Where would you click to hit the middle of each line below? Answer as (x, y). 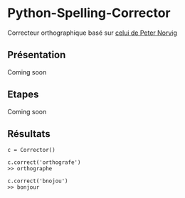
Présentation (37, 55)
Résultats (29, 134)
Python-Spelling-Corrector (89, 13)
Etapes (23, 95)
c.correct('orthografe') (44, 163)
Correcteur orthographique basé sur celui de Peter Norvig (92, 33)
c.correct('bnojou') (38, 181)
